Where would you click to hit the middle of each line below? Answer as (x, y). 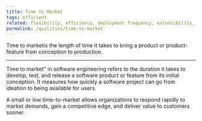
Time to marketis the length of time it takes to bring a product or (86, 46)
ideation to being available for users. (51, 88)
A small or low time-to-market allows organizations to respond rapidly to (96, 100)
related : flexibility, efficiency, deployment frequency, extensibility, (101, 23)
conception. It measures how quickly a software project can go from (91, 82)
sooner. (16, 113)
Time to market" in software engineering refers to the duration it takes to (96, 69)
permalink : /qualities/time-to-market (55, 28)
